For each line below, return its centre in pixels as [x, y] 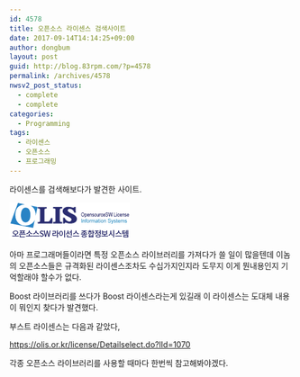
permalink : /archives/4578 [60, 76]
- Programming [44, 123]
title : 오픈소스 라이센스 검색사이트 [68, 28]
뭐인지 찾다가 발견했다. [59, 307]
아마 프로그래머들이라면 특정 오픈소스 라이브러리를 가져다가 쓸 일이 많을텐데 [142, 254]
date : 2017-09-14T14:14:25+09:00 [72, 38]
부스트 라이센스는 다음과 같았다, [65, 326]
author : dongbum [40, 48]
